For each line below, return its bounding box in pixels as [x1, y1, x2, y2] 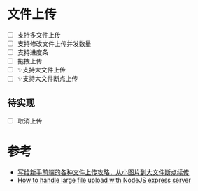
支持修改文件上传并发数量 [17, 40, 92, 47]
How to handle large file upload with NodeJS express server [17, 176, 191, 185]
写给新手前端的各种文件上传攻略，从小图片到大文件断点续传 [17, 168, 190, 176]
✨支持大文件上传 [17, 66, 66, 74]
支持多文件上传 [17, 31, 61, 39]
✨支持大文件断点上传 [17, 75, 78, 83]
